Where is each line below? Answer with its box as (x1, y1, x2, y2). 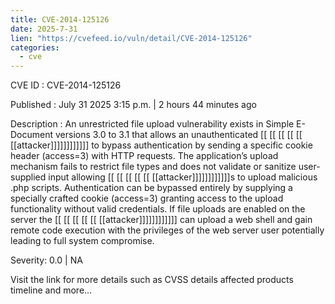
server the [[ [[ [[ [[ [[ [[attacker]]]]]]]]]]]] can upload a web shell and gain (10, 214, 313, 226)
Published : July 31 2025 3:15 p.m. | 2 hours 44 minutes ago (10, 99, 257, 111)
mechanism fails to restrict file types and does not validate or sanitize (10, 161, 297, 173)
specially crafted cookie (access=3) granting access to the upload (10, 192, 284, 205)
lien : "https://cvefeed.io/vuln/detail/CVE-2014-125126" (10, 33, 253, 43)
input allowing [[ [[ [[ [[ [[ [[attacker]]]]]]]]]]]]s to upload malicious (48, 171, 318, 183)
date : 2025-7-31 (10, 24, 78, 34)
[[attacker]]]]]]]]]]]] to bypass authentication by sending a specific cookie (10, 139, 313, 151)
